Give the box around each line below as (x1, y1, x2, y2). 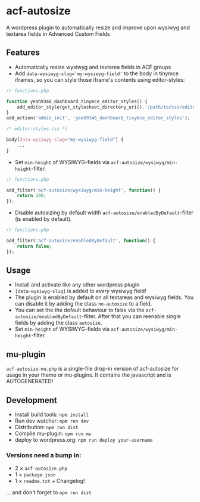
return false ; (17, 243, 52, 249)
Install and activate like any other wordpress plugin (14, 281, 140, 288)
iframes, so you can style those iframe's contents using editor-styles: (14, 76, 185, 83)
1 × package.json (14, 471, 56, 478)
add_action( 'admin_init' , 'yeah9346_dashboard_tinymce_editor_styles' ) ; (6, 115, 190, 121)
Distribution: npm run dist (14, 424, 79, 431)
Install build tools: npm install (14, 411, 89, 418)
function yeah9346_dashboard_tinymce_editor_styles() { (6, 98, 148, 104)
